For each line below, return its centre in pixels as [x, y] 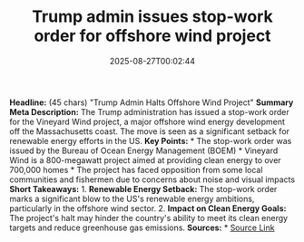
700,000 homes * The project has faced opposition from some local [136, 169]
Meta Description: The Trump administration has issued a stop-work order [149, 111]
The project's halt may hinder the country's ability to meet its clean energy [149, 218]
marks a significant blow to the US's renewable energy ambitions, [132, 198]
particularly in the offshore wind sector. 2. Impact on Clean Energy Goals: [148, 208]
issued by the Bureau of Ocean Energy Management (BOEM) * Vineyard [144, 150]
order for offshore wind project [152, 36]
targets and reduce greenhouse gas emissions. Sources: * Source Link [142, 227]
